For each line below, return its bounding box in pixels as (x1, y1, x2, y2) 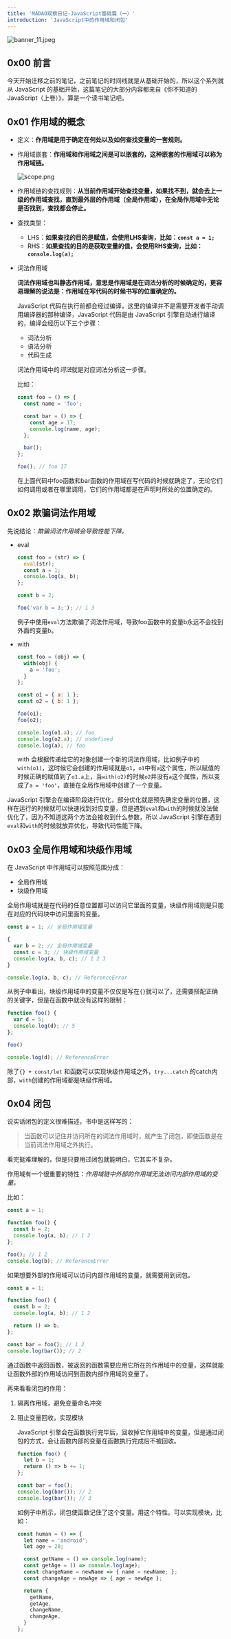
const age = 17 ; (30, 419, 76, 426)
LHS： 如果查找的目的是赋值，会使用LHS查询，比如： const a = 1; (27, 234, 215, 242)
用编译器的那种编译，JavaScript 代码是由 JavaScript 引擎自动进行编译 (16, 311, 216, 319)
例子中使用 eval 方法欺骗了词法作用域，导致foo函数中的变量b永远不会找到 (16, 617, 223, 626)
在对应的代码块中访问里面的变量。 (7, 910, 104, 918)
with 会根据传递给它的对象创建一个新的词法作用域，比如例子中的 (16, 755, 200, 763)
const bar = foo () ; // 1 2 (7, 1341, 85, 1348)
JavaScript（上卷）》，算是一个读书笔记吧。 (7, 94, 129, 102)
